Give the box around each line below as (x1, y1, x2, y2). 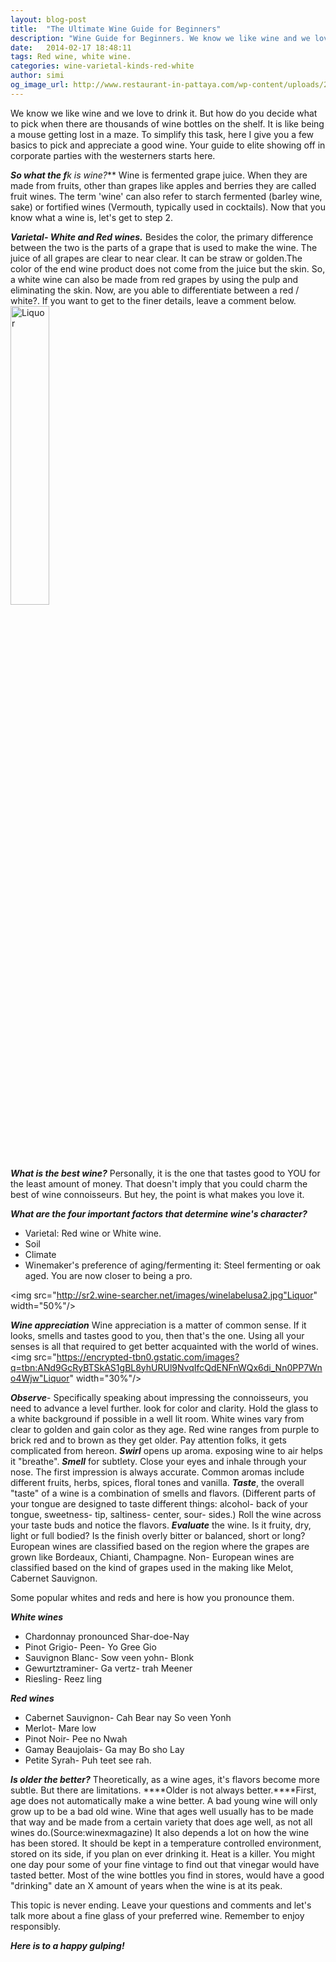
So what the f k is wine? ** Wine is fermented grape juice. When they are (10, 169, 308, 181)
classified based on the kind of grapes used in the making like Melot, (10, 1561, 294, 1573)
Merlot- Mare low (24, 1722, 97, 1734)
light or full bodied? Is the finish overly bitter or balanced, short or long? (10, 1529, 306, 1541)
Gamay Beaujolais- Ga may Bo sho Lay (24, 1743, 185, 1755)
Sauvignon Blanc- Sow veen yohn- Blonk (24, 1651, 195, 1663)
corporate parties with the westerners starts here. (10, 149, 216, 161)
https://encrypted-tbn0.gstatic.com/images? (56, 1351, 240, 1363)
